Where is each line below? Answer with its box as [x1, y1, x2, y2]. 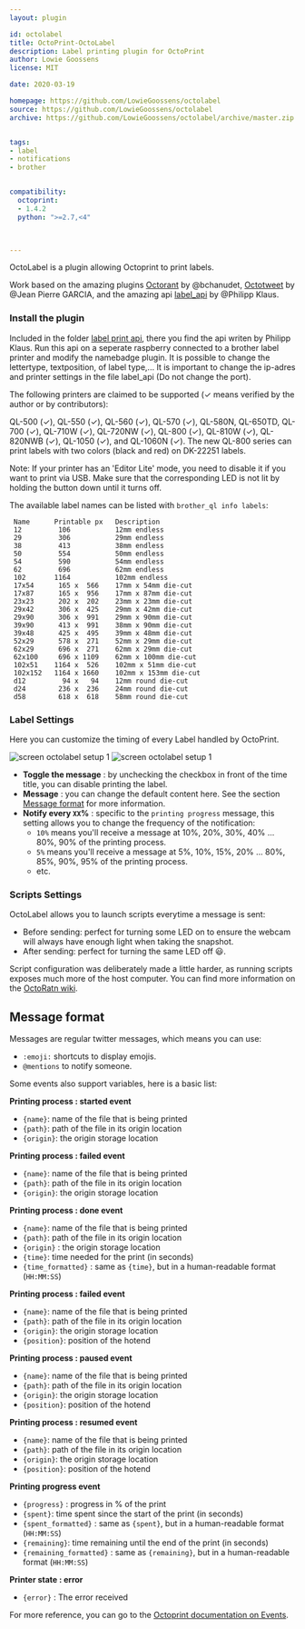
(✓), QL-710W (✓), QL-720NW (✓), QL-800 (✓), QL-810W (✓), [25, 425, 259, 436]
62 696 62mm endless [13, 565, 165, 574]
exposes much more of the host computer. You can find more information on [9, 974, 296, 984]
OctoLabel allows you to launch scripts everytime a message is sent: [9, 909, 266, 920]
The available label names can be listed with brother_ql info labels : [9, 499, 269, 510]
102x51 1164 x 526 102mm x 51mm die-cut [13, 660, 197, 669]
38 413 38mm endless [13, 541, 165, 550]
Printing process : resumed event [9, 1417, 138, 1428]
